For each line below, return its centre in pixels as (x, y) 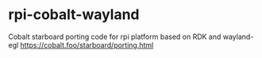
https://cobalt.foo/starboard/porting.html (87, 44)
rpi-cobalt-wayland (74, 15)
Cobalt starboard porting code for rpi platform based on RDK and (115, 37)
